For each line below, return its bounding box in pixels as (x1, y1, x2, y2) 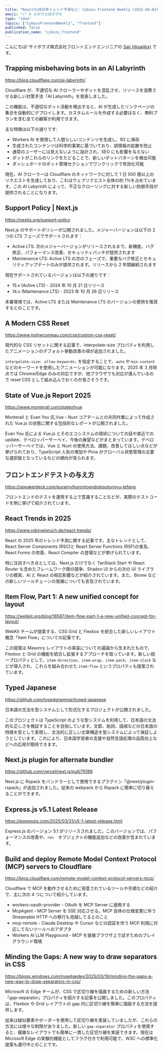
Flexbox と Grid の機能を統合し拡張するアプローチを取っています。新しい (5, 651, 151, 657)
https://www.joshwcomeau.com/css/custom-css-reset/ (5, 332, 116, 338)
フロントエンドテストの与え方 (5, 470, 95, 479)
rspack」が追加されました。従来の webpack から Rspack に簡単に (5, 785, 137, 790)
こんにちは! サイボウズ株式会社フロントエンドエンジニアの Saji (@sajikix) (5, 44, 151, 49)
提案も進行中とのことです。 (5, 1041, 60, 1047)
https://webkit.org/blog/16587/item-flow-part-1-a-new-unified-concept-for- (5, 613, 157, 619)
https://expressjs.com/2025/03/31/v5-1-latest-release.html (5, 818, 123, 824)
